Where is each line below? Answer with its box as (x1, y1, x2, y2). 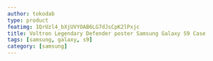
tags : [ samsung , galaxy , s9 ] (7, 36, 93, 43)
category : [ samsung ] (7, 43, 68, 50)
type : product (7, 17, 49, 24)
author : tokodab (7, 10, 55, 18)
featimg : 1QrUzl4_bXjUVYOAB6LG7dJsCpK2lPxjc (7, 23, 140, 30)
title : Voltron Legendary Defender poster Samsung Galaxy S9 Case (7, 29, 206, 37)
